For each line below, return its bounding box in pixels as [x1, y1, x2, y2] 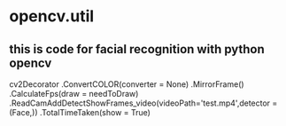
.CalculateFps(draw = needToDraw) [9, 89, 139, 98]
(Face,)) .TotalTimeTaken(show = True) [9, 107, 151, 117]
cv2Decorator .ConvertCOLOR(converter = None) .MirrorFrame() [9, 79, 245, 90]
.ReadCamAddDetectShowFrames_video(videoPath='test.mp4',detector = [9, 98, 278, 108]
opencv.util [9, 6, 95, 27]
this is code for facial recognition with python [9, 42, 266, 57]
